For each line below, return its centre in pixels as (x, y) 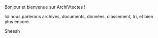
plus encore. (17, 22)
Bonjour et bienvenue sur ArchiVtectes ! (45, 7)
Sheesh (12, 31)
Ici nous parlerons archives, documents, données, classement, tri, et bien (79, 16)
